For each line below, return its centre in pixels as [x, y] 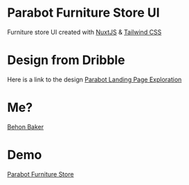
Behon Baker [26, 127]
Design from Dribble [66, 60]
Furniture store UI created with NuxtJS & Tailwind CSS [84, 32]
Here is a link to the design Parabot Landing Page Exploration [94, 79]
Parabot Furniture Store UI [84, 13]
